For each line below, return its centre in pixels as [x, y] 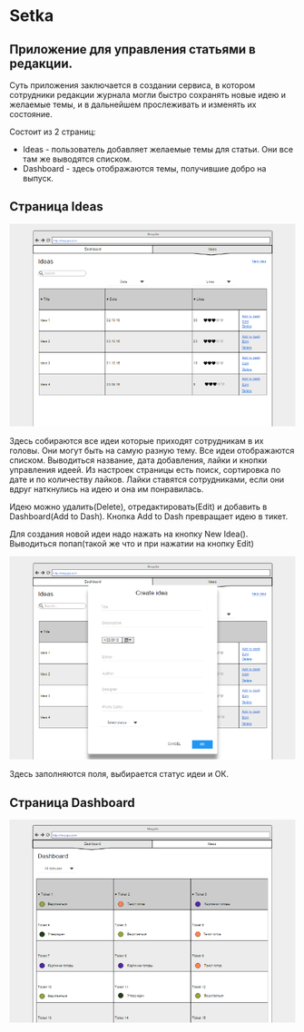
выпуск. [38, 178]
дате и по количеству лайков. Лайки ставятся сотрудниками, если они [147, 480]
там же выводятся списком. [77, 159]
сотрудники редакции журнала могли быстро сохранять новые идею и [148, 95]
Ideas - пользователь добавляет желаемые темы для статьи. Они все [157, 149]
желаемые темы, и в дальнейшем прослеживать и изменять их [133, 104]
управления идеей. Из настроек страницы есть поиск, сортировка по [145, 470]
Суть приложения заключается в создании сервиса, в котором [132, 85]
